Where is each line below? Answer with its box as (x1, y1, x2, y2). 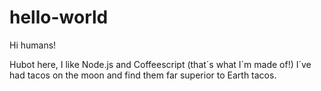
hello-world (9, 6, 109, 29)
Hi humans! (9, 39, 57, 51)
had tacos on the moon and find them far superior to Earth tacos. (9, 69, 277, 81)
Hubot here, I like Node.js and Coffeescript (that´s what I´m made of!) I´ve (9, 58, 312, 70)
